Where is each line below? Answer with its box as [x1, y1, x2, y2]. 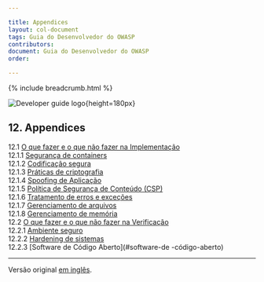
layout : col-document [8, 25, 79, 34]
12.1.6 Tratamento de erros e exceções [8, 192, 133, 201]
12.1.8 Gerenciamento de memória [8, 209, 118, 218]
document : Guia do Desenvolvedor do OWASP [8, 48, 149, 56]
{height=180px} [85, 99, 136, 108]
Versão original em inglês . [8, 265, 93, 274]
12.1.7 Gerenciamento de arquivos [8, 200, 117, 210]
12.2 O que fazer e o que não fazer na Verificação [8, 217, 169, 226]
